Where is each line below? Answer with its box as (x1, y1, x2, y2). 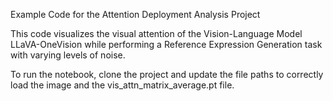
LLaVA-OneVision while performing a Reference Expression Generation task (10, 39, 323, 50)
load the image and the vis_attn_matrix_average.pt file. (10, 79, 235, 91)
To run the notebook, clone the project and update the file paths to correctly (10, 69, 324, 80)
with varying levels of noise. (10, 49, 126, 61)
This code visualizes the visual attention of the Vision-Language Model (10, 28, 303, 39)
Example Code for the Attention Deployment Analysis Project (10, 9, 261, 20)
